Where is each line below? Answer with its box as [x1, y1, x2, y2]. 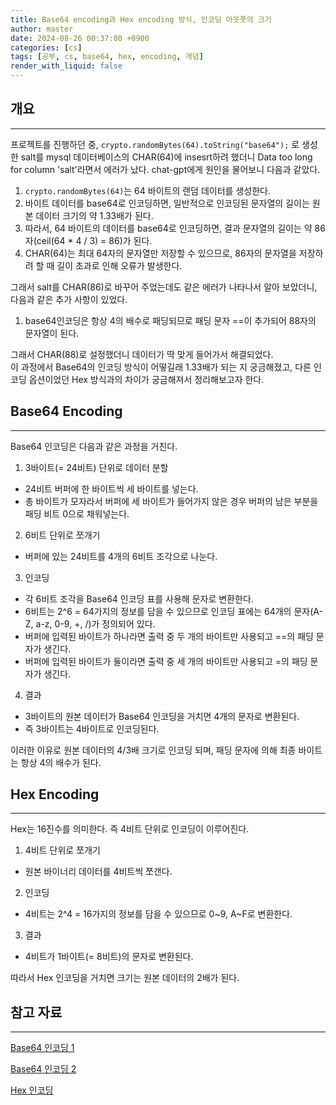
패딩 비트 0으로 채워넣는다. [24, 507, 130, 520]
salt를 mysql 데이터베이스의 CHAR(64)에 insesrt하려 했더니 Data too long [20, 151, 313, 163]
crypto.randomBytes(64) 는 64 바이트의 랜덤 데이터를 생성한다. [24, 184, 271, 196]
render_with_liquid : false [10, 61, 123, 71]
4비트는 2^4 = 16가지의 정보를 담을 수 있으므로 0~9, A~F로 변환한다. [24, 908, 293, 920]
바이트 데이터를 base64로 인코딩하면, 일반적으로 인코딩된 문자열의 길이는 [24, 197, 310, 209]
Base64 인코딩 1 [10, 1042, 75, 1054]
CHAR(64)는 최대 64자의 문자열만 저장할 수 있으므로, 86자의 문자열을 [24, 247, 297, 259]
